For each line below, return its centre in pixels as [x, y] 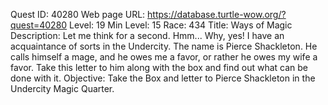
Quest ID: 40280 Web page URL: [78, 14]
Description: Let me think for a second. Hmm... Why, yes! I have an [147, 35]
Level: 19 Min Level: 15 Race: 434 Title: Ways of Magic [181, 25]
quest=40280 [39, 25]
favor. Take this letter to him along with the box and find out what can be [159, 67]
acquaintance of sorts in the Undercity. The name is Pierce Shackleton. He [164, 46]
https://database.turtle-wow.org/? [217, 14]
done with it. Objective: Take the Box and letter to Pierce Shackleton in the [163, 78]
